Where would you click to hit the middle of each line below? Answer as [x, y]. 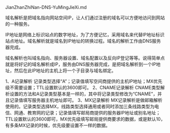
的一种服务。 [19, 24]
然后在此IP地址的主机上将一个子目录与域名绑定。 [65, 71]
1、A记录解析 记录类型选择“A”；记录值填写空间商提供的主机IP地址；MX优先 [84, 81]
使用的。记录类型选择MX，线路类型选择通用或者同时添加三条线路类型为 [80, 106]
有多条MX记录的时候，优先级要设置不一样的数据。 [58, 125]
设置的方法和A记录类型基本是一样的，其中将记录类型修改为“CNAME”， [83, 94]
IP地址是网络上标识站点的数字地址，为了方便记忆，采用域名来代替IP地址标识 [85, 35]
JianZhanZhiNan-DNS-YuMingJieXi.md [46, 7]
